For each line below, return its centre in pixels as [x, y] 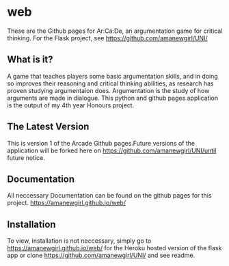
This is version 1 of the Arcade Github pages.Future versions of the [101, 143]
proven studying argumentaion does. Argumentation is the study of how [108, 90]
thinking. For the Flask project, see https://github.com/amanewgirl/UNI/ [107, 38]
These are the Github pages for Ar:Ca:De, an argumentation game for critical [115, 31]
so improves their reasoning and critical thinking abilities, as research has [110, 83]
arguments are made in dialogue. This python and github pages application [113, 98]
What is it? [30, 60]
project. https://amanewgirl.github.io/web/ [67, 203]
